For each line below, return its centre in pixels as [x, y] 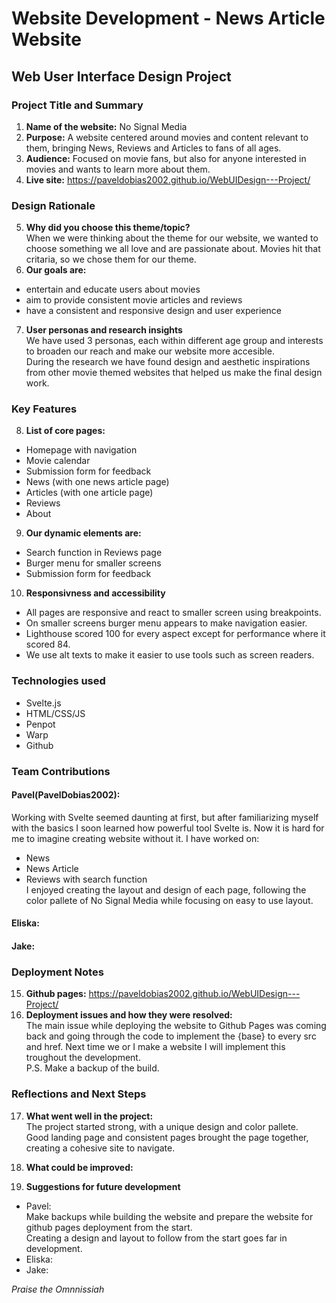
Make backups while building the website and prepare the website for [169, 1216]
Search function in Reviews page [94, 553]
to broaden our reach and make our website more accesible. [150, 351]
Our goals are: [56, 270]
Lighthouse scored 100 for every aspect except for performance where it [175, 634]
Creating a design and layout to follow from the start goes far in [156, 1238]
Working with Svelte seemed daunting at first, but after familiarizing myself [165, 817]
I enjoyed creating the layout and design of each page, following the [166, 889]
